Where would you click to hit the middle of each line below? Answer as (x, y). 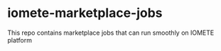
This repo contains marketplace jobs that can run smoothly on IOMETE (111, 33)
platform (20, 40)
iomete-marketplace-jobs (85, 13)
